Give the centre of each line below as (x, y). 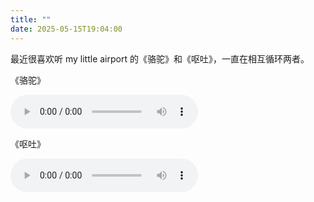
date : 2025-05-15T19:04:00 (66, 29)
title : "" (31, 19)
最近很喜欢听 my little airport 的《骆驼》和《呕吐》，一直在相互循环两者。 (160, 58)
